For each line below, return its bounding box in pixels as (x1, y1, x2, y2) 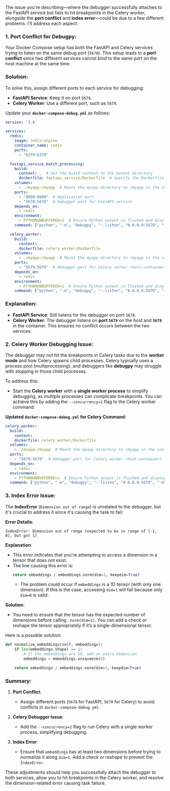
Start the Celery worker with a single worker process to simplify (12, 387, 148, 394)
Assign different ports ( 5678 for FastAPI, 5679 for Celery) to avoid (20, 699, 155, 705)
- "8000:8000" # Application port (18, 194, 94, 200)
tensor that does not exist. (12, 557, 67, 563)
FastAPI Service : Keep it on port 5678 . (12, 95, 92, 101)
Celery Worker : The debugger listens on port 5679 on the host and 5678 (12, 317, 162, 323)
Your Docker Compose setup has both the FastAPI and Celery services (5, 45, 153, 51)
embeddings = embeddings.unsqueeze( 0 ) (23, 656, 105, 661)
